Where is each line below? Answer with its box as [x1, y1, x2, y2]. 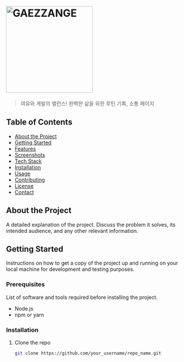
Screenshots [14, 151, 46, 158]
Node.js [14, 305, 34, 312]
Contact [14, 189, 34, 196]
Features [14, 145, 36, 152]
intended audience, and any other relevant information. [6, 227, 138, 234]
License [14, 182, 34, 189]
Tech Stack [14, 158, 42, 165]
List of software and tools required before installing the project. [6, 294, 158, 301]
